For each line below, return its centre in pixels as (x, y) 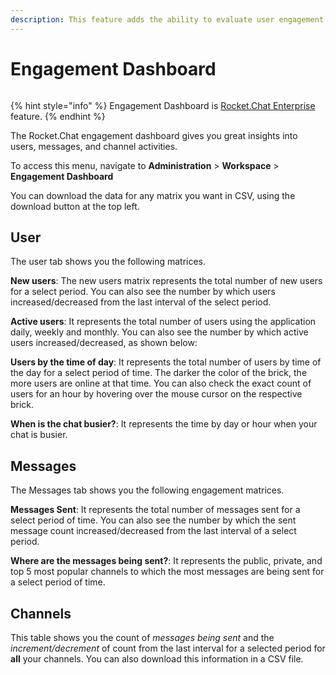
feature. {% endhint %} (58, 116)
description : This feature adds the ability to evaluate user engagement (167, 19)
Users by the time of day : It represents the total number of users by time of (166, 362)
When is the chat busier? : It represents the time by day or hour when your (164, 424)
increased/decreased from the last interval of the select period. (141, 302)
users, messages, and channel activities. (94, 146)
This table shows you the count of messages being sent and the (142, 637)
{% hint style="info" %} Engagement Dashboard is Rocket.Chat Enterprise (163, 105)
